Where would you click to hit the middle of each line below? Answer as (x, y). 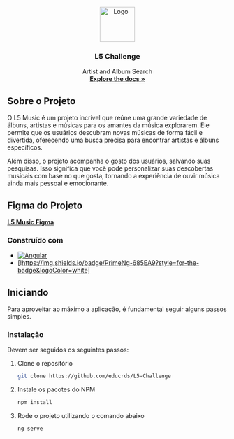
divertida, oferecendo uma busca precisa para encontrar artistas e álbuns (113, 140)
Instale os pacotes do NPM (56, 389)
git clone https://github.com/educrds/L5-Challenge (94, 376)
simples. (19, 317)
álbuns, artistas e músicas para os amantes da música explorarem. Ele (108, 125)
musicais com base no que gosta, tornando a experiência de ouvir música (114, 176)
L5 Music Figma (31, 222)
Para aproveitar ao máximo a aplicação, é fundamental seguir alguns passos (117, 309)
